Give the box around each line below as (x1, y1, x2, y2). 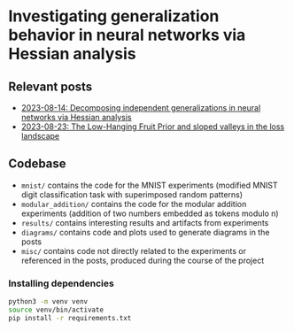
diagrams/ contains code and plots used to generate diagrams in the (20, 227, 270, 237)
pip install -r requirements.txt (8, 313, 132, 322)
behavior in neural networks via (8, 25, 246, 45)
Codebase (8, 157, 67, 172)
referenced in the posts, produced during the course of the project (20, 255, 265, 266)
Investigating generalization (8, 6, 220, 27)
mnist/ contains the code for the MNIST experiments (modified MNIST (20, 180, 278, 190)
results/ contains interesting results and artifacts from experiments (20, 217, 269, 227)
